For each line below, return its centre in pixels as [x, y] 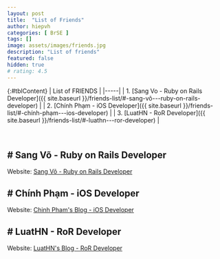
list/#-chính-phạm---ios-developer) [58, 113]
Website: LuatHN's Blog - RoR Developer [65, 248]
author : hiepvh [29, 26]
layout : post [26, 13]
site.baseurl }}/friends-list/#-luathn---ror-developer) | [83, 120]
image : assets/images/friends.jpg [57, 45]
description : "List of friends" [53, 52]
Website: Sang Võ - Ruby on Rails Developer [70, 172]
